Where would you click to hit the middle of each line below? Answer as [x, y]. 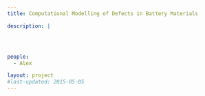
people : [18, 57]
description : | [29, 26]
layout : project [30, 76]
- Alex [23, 63]
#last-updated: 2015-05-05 [46, 82]
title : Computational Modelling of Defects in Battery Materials [102, 13]
